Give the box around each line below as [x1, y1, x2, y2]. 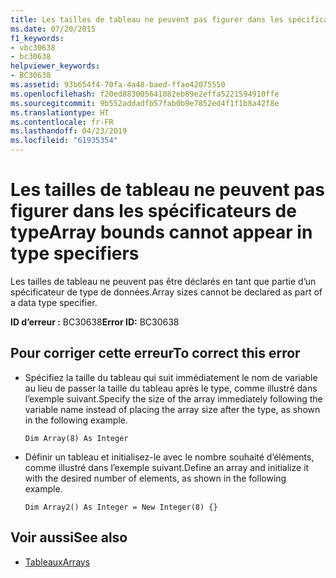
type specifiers [10, 242, 140, 265]
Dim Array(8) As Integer [24, 433, 129, 443]
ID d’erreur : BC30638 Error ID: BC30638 [10, 316, 180, 328]
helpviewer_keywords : [10, 61, 101, 71]
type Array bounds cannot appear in [10, 221, 313, 244]
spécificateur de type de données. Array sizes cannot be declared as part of [10, 286, 323, 298]
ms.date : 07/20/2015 [10, 24, 97, 34]
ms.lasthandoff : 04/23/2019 [10, 126, 128, 136]
